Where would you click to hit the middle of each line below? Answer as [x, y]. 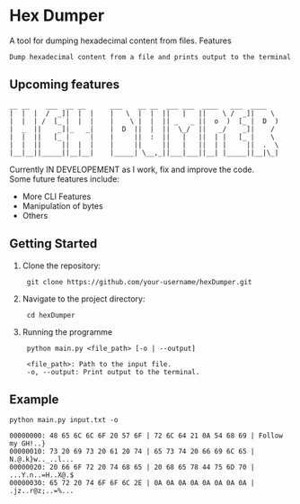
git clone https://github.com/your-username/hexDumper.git [139, 282]
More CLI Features [57, 196]
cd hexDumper [51, 315]
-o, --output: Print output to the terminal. [113, 372]
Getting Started [53, 244]
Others [35, 215]
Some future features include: [64, 179]
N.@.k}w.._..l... [42, 460]
